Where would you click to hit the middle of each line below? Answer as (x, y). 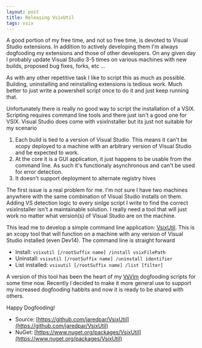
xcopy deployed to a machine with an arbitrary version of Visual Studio (103, 146)
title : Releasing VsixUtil (40, 18)
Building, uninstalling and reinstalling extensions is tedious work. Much (94, 84)
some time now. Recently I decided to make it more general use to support (99, 283)
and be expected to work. (47, 153)
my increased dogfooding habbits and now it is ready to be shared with (95, 290)
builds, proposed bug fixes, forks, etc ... (56, 66)
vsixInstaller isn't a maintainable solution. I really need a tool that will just (97, 209)
